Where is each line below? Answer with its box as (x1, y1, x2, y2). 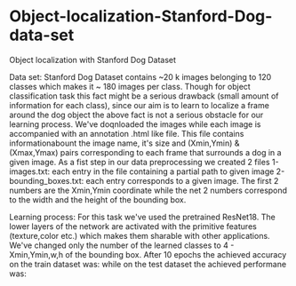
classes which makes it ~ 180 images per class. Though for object (9, 81, 251, 91)
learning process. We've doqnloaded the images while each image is (9, 118, 261, 130)
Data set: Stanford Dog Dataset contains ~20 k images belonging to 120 (9, 71, 272, 82)
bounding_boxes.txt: (9, 175, 84, 186)
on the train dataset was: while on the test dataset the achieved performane (9, 258, 287, 269)
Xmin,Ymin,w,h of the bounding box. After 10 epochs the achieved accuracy (9, 249, 287, 259)
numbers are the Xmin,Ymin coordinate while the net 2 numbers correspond (9, 185, 287, 195)
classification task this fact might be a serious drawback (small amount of (9, 91, 279, 101)
